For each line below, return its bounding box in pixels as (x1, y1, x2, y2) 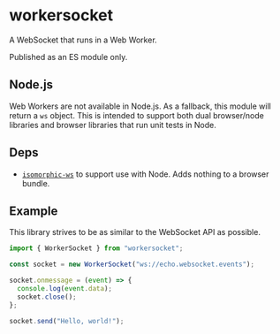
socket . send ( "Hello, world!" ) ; (9, 316, 125, 325)
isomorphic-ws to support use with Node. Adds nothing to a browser (21, 169, 269, 179)
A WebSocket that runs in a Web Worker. (9, 34, 157, 45)
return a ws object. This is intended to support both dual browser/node (9, 110, 265, 120)
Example (9, 203, 58, 218)
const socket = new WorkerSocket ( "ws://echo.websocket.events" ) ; (9, 260, 254, 269)
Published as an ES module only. (9, 51, 128, 62)
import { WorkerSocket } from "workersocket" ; (9, 244, 184, 253)
